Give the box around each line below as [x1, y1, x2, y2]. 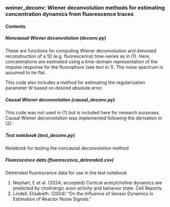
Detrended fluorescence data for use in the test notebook [5, 170, 127, 176]
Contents [5, 23, 26, 29]
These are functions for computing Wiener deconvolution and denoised [5, 48, 157, 54]
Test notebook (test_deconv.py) [5, 132, 75, 138]
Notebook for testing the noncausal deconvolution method [5, 145, 129, 151]
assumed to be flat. [5, 70, 46, 76]
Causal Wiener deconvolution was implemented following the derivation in [5, 115, 162, 121]
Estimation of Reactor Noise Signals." [12, 196, 91, 202]
